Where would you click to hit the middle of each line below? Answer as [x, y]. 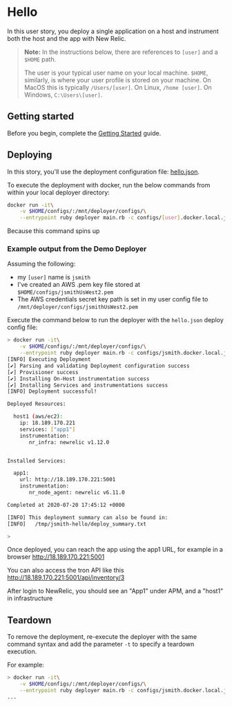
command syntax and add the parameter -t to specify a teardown [101, 644]
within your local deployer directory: [59, 192]
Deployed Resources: [37, 404]
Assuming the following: [41, 264]
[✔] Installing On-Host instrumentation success [78, 379]
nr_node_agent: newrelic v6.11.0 [77, 493]
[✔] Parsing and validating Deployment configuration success [98, 366]
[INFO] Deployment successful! [52, 391]
